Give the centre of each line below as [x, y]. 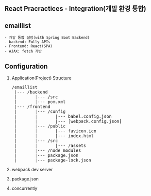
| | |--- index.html [54, 136]
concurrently [24, 188]
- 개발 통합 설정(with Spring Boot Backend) [47, 38]
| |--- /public [40, 126]
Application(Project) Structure [41, 78]
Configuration [26, 66]
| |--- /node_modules [48, 151]
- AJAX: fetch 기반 [23, 52]
